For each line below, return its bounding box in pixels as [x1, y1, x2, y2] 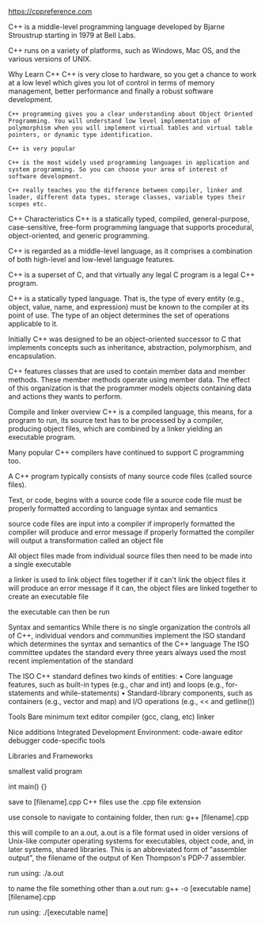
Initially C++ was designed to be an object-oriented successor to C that [8, 334, 241, 344]
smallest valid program [8, 767, 83, 775]
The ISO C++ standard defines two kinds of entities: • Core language [8, 672, 233, 680]
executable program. [8, 432, 77, 442]
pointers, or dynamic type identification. [8, 131, 154, 139]
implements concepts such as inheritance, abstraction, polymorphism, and [8, 343, 252, 352]
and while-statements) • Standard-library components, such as [46, 688, 253, 698]
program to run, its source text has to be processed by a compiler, [8, 416, 224, 424]
